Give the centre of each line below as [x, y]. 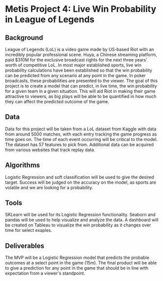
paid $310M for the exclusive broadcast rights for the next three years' [76, 60]
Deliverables [25, 246]
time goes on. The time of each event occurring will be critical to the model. [81, 139]
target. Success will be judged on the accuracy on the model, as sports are [81, 182]
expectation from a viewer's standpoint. [45, 273]
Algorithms [23, 165]
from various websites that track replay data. [50, 150]
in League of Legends [50, 19]
